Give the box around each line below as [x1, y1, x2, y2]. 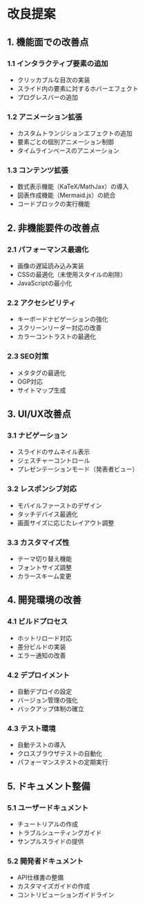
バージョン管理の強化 [17, 696, 78, 705]
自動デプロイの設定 [17, 687, 72, 696]
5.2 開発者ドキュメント [7, 856, 84, 865]
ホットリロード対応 [17, 634, 72, 642]
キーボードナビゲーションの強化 [17, 315, 108, 323]
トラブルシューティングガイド [17, 829, 102, 836]
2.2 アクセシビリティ [7, 298, 77, 308]
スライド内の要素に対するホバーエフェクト [17, 84, 139, 92]
